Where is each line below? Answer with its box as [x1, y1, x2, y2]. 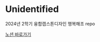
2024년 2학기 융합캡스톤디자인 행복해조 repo [5, 20, 95, 26]
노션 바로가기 [5, 31, 31, 37]
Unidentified [5, 3, 59, 15]
